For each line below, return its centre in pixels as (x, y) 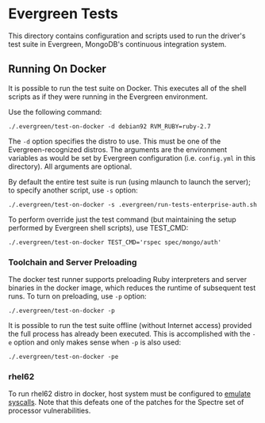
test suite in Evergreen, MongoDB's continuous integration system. (117, 44)
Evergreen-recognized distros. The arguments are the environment (118, 149)
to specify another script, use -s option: (73, 190)
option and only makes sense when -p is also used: (98, 342)
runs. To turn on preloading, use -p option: (77, 296)
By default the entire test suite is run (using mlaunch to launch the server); (130, 181)
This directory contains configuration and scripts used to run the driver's (127, 36)
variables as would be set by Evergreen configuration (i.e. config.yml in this (132, 158)
